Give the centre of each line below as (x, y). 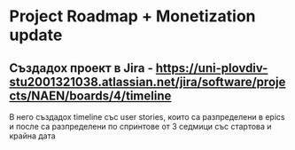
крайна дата (32, 136)
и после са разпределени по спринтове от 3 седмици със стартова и (140, 126)
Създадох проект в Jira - (81, 68)
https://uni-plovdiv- (212, 68)
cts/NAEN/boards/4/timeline (90, 95)
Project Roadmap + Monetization (132, 16)
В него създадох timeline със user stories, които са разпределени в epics (147, 117)
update (36, 35)
